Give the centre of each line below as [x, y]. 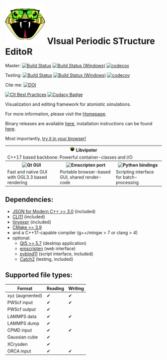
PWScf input [20, 303]
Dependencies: [29, 199]
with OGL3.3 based [27, 177]
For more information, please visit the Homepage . [56, 114]
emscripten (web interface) [48, 249]
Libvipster [86, 150]
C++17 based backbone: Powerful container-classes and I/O [70, 157]
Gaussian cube [23, 337]
